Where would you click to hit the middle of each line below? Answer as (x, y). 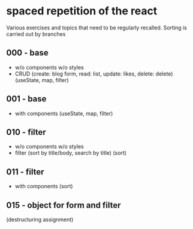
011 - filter (25, 172)
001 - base (26, 99)
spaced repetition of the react (82, 11)
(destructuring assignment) (40, 219)
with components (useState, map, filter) (64, 113)
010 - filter (26, 132)
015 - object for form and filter (64, 205)
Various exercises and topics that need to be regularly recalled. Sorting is (96, 28)
